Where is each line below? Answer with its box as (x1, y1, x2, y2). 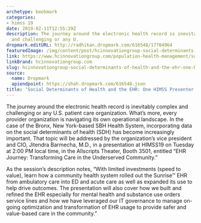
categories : (6, 14, 36, 20)
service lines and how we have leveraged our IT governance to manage (6, 197, 182, 204)
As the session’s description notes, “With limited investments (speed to (6, 165, 181, 172)
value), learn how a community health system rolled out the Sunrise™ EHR (6, 172, 187, 179)
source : (6, 70, 26, 76)
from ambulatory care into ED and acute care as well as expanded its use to (6, 178, 193, 185)
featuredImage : (6, 48, 44, 54)
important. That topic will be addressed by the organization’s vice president (6, 135, 192, 142)
